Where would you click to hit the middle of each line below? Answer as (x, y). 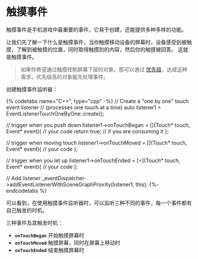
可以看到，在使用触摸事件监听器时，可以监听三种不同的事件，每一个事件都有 (99, 203)
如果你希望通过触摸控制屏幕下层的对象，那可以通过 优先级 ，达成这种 (104, 69)
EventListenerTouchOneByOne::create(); (55, 113)
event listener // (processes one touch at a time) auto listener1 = (84, 107)
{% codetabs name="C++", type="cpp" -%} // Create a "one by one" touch (98, 101)
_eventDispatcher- (64, 178)
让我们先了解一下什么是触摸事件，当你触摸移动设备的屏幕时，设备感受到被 (96, 42)
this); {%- (147, 184)
